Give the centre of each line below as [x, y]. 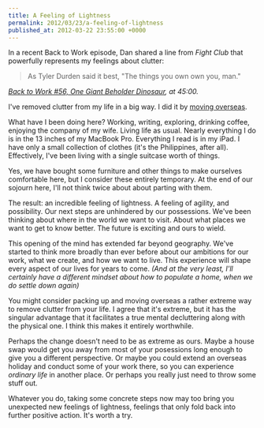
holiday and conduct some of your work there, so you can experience [121, 366]
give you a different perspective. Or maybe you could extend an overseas [127, 358]
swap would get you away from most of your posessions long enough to [125, 350]
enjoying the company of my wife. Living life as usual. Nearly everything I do [132, 130]
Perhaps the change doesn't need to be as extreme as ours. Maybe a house [131, 341]
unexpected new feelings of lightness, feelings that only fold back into [122, 407]
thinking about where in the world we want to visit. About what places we [127, 220]
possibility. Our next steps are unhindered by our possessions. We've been [130, 212]
